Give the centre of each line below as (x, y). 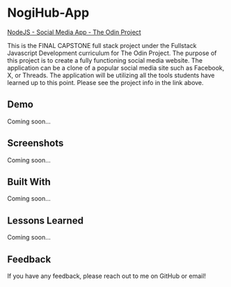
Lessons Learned (45, 220)
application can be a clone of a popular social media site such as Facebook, (116, 68)
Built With (29, 181)
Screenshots (35, 143)
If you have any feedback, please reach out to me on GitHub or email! (107, 276)
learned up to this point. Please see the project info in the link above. (105, 82)
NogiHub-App (48, 13)
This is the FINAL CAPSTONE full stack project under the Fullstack (102, 45)
